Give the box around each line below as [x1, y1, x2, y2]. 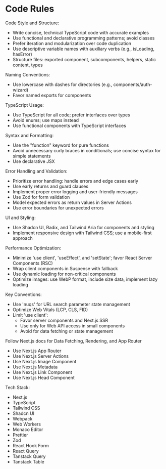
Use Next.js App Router [12, 348, 62, 354]
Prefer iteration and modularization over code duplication [12, 40, 132, 46]
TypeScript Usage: [5, 102, 44, 108]
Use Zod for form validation [12, 194, 70, 200]
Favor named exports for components [12, 92, 91, 98]
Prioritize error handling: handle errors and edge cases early [12, 178, 139, 184]
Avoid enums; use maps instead [12, 117, 79, 123]
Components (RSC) [12, 260, 53, 266]
